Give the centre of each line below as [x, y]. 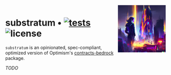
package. [15, 58]
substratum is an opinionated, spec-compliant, [54, 47]
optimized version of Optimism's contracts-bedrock [59, 53]
